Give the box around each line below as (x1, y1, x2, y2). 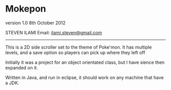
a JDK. (5, 79, 19, 86)
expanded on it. (5, 64, 38, 71)
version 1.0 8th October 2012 (5, 20, 66, 26)
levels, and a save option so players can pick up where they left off (5, 49, 146, 56)
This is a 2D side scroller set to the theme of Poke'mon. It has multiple (5, 44, 152, 50)
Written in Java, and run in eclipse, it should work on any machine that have (5, 74, 164, 80)
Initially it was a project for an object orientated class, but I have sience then (5, 59, 165, 65)
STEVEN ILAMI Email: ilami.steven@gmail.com (5, 29, 102, 35)
